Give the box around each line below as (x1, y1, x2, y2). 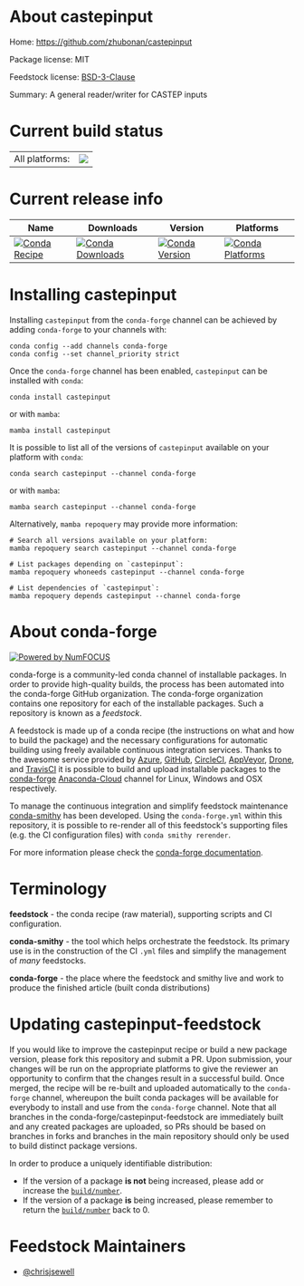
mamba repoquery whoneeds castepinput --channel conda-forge (9, 567, 245, 576)
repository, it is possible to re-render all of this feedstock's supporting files (9, 819, 288, 830)
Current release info (9, 189, 164, 209)
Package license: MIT (9, 53, 90, 64)
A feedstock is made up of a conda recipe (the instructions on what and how (9, 725, 295, 736)
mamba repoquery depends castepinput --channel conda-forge (9, 591, 242, 600)
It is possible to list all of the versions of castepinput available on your (9, 441, 270, 452)
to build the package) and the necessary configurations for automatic (9, 734, 269, 745)
